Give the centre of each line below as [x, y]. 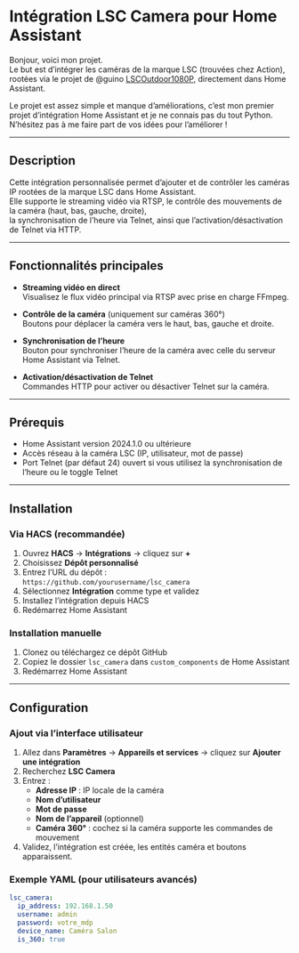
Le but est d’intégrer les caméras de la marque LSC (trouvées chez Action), [147, 69]
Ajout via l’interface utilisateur [77, 733]
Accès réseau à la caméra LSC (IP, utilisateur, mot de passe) [133, 453]
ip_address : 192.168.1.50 [65, 906]
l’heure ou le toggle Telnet [70, 472]
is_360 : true [41, 939]
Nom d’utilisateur [68, 800]
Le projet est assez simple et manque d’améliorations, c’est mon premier [141, 105]
